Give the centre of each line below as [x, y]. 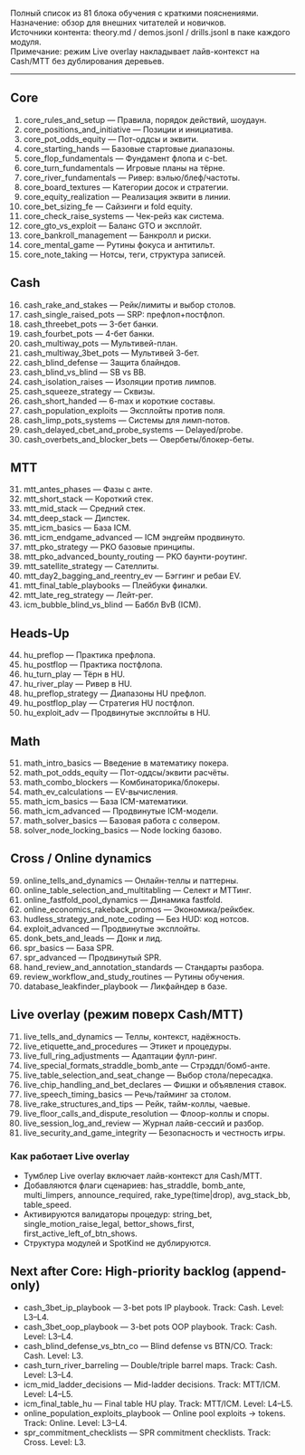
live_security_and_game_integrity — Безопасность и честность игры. [154, 1132]
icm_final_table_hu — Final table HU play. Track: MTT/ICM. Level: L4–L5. [158, 1403]
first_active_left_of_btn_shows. [81, 1233]
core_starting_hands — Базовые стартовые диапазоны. [129, 148]
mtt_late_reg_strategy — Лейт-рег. [88, 595]
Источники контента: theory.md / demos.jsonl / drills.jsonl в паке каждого [150, 32]
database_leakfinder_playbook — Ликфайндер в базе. [125, 986]
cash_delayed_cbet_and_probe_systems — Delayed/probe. [133, 430]
